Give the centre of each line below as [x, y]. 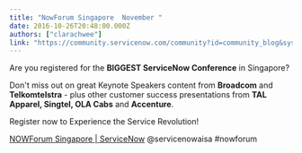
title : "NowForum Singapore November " [86, 17]
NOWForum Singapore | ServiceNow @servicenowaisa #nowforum [133, 139]
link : [19, 42]
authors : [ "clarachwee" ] [56, 34]
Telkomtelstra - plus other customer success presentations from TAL [138, 95]
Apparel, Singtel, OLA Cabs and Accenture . [92, 105]
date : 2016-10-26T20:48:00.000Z [70, 26]
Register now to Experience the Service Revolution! [104, 122]
